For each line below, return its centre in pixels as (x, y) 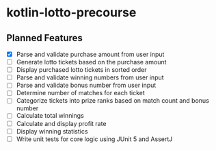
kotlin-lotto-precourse (71, 13)
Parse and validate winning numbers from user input (90, 77)
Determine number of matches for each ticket (80, 93)
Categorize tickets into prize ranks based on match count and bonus (113, 101)
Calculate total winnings (50, 116)
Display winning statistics (52, 131)
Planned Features (45, 38)
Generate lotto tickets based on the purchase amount (91, 62)
